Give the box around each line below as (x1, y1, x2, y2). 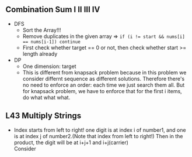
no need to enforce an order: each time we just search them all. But (22, 81, 185, 88)
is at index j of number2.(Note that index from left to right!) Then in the (13, 132, 183, 139)
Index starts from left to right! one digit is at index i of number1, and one (13, 126, 186, 134)
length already (22, 50, 58, 57)
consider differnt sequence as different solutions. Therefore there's (22, 75, 185, 82)
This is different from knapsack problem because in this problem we (22, 69, 187, 76)
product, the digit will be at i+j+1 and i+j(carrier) (13, 139, 129, 146)
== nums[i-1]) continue (22, 39, 81, 45)
